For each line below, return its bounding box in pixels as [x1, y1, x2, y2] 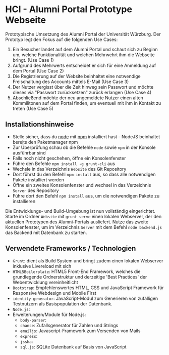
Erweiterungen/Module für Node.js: [12, 311, 86, 318]
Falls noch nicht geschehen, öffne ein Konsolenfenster [12, 155, 126, 161]
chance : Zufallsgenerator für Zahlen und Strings [20, 322, 119, 328]
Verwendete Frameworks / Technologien [5, 244, 136, 253]
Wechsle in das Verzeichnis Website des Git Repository [12, 166, 127, 172]
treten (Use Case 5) [12, 105, 54, 111]
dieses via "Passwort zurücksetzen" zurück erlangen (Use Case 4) [12, 89, 152, 95]
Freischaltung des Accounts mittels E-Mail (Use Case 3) [12, 78, 129, 85]
